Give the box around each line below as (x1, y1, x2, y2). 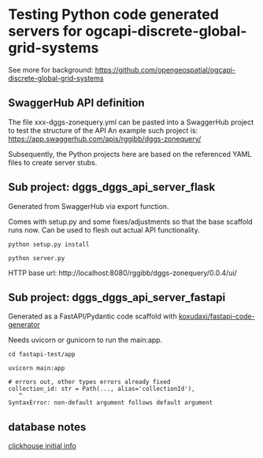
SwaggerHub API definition (8, 96, 145, 110)
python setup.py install (8, 240, 90, 248)
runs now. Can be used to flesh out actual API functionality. (8, 225, 200, 234)
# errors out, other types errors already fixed (8, 378, 171, 386)
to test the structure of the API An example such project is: (8, 125, 198, 135)
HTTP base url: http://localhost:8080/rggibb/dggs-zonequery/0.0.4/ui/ (8, 268, 238, 277)
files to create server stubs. (8, 158, 98, 167)
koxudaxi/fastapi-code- (178, 311, 255, 321)
